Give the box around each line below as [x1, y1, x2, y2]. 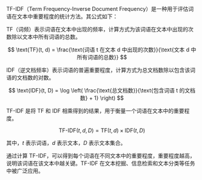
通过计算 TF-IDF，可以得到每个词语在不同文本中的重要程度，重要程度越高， [6, 152, 195, 159]
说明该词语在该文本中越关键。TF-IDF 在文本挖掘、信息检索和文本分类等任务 [6, 159, 195, 167]
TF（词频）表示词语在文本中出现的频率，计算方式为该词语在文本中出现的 [6, 26, 189, 33]
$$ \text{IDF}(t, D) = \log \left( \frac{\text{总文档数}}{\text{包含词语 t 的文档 [8, 87, 196, 94]
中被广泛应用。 [6, 167, 44, 174]
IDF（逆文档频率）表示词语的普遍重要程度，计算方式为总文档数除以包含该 [6, 66, 190, 74]
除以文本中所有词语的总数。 [11, 33, 81, 40]
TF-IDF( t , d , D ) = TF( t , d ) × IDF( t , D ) [58, 127, 146, 134]
